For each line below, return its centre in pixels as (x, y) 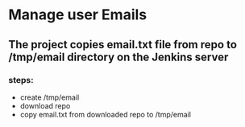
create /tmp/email (50, 97)
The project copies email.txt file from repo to (123, 45)
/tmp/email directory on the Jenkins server (118, 57)
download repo (45, 105)
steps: (21, 80)
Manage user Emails (78, 15)
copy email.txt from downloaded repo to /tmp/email (106, 114)
